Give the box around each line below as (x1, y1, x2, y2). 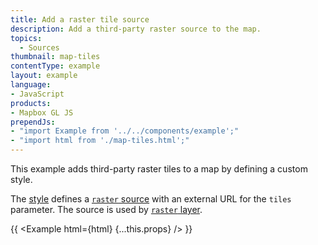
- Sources (19, 42, 60, 53)
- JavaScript (10, 89, 65, 99)
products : (10, 98, 52, 108)
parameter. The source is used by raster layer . (10, 204, 203, 215)
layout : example (10, 71, 78, 81)
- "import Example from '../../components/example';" (10, 126, 240, 136)
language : (10, 80, 52, 90)
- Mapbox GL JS (10, 107, 74, 118)
